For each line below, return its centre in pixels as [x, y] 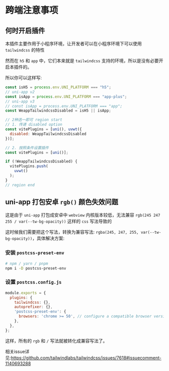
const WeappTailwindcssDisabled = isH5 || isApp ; [58, 111]
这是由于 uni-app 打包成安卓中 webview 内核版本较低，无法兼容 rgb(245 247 [83, 215]
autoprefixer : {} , [33, 307]
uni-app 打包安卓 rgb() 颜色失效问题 [62, 202]
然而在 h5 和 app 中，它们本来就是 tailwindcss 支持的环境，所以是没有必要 [82, 61]
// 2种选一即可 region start [34, 120]
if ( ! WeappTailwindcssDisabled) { [41, 162]
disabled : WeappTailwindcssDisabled [48, 134]
